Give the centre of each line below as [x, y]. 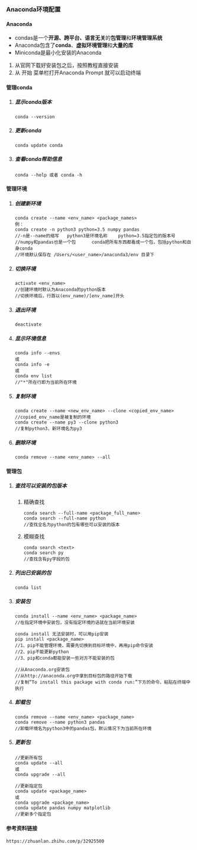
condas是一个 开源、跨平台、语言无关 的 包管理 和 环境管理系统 [88, 38]
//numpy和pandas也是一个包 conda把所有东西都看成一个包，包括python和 [101, 242]
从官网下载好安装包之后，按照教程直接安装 [67, 65]
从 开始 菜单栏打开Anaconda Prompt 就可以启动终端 [78, 73]
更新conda [28, 130]
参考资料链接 [22, 828]
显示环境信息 [30, 338]
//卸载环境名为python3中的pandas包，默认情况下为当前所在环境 [83, 728]
